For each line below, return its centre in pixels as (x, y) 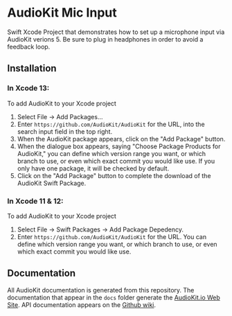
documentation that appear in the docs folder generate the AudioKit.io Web (114, 297)
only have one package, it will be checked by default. (93, 168)
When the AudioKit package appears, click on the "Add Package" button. (121, 139)
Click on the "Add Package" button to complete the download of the (114, 175)
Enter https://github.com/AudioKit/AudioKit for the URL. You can (111, 236)
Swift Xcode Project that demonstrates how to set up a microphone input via (116, 32)
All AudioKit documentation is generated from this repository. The (101, 290)
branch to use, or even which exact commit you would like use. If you (116, 161)
